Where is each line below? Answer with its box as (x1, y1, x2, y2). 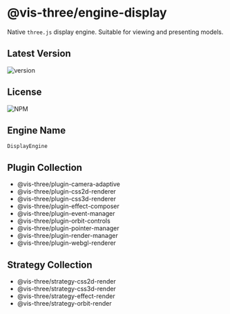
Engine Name (7, 124, 66, 136)
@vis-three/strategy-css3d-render (17, 285, 116, 293)
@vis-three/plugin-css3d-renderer (17, 195, 116, 203)
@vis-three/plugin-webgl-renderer (17, 239, 116, 247)
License (7, 86, 42, 98)
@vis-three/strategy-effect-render (17, 292, 115, 300)
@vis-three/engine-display (7, 5, 167, 21)
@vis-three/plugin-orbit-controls (17, 216, 111, 225)
